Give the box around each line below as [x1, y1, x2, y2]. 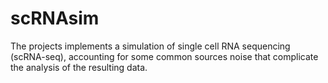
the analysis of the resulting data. [10, 61, 148, 73]
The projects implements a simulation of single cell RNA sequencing [10, 40, 291, 52]
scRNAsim [10, 7, 100, 30]
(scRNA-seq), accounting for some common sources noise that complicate [10, 50, 319, 62]
